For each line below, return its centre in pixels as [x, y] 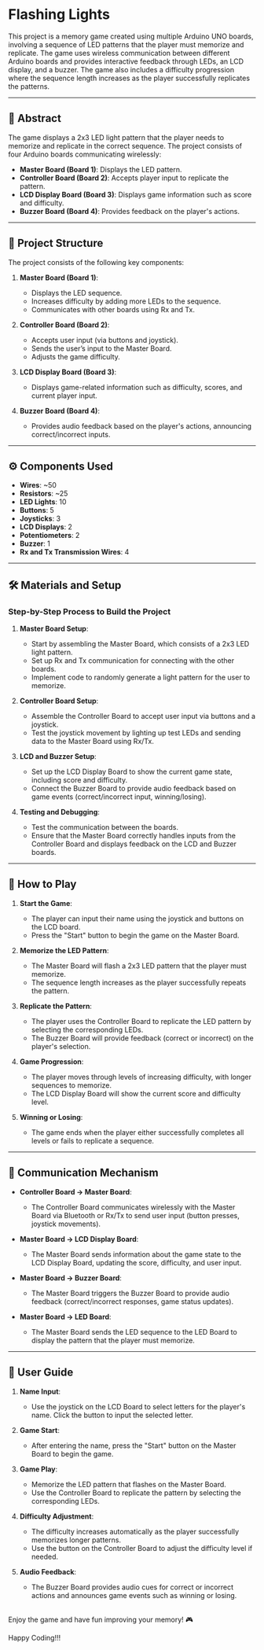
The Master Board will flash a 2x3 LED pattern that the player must [139, 966]
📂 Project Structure [56, 243]
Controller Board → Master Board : [75, 1191]
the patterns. [29, 86]
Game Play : [38, 1469]
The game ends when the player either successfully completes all [137, 1132]
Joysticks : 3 [40, 519]
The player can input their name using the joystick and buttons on [137, 919]
